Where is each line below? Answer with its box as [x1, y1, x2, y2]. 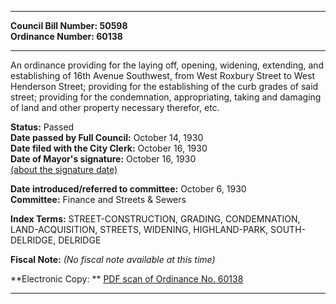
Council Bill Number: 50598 [10, 20, 128, 31]
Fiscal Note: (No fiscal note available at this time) [10, 254, 216, 265]
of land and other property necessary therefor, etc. [10, 102, 220, 113]
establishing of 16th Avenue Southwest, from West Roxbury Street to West [10, 70, 315, 81]
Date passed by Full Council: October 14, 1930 [10, 132, 204, 143]
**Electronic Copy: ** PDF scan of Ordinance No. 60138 [10, 273, 244, 285]
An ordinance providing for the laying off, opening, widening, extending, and [10, 59, 325, 71]
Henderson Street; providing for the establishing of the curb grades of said [10, 81, 319, 92]
